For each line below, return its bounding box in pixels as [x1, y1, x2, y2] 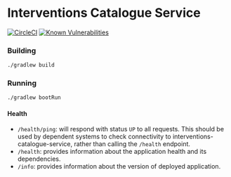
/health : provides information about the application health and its [17, 147, 207, 156]
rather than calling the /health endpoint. [73, 140, 191, 148]
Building [7, 46, 37, 55]
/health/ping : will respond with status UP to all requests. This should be [17, 125, 225, 133]
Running [7, 79, 37, 88]
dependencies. [17, 155, 61, 163]
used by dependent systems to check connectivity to [17, 132, 172, 141]
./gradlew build [7, 62, 55, 69]
